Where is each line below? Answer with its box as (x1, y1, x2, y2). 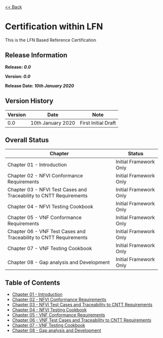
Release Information (5, 51, 68, 60)
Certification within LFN (5, 21, 103, 32)
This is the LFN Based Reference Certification (5, 37, 96, 43)
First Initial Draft (80, 119, 116, 126)
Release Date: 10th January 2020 (5, 82, 74, 89)
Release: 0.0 (5, 64, 31, 70)
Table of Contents (5, 278, 61, 287)
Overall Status (5, 136, 49, 144)
